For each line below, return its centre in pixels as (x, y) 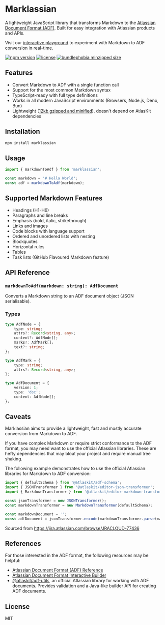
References (23, 544)
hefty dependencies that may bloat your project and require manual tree (78, 454)
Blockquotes (25, 241)
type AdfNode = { (23, 324)
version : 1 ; (26, 388)
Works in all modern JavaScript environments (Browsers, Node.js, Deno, (85, 100)
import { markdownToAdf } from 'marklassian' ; (54, 170)
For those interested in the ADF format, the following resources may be (77, 555)
